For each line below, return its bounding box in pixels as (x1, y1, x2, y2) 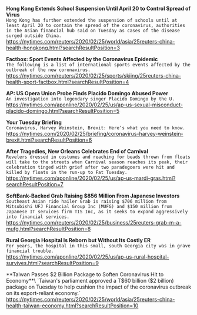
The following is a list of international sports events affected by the (6, 62, 191, 68)
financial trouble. (6, 248, 54, 254)
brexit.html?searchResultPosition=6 (6, 136, 92, 143)
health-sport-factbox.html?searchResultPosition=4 (6, 79, 129, 85)
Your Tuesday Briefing (6, 119, 62, 126)
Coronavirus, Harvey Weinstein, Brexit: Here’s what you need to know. (6, 125, 185, 131)
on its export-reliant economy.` (6, 290, 81, 296)
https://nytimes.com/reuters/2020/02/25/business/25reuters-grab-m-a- (6, 219, 182, 226)
